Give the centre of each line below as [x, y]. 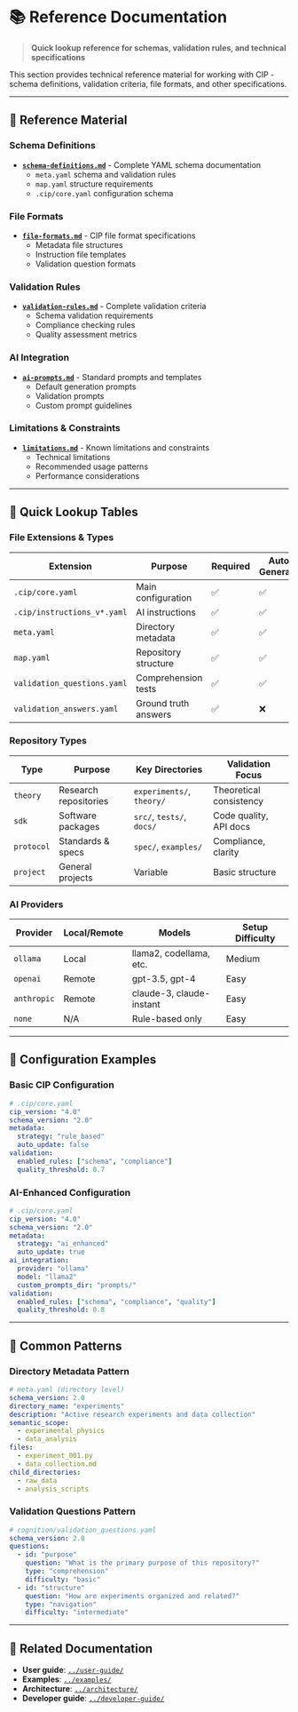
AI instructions [166, 612]
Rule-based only [167, 1019]
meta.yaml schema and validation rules [106, 174]
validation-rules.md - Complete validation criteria [114, 307]
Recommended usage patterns [92, 466]
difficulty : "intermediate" [77, 1612]
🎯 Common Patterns [66, 1346]
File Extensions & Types [62, 537]
